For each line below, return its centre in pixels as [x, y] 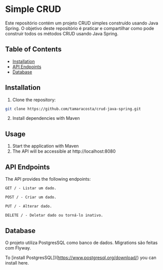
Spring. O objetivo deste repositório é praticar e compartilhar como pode [80, 28]
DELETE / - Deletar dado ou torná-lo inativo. [54, 215]
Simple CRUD [33, 9]
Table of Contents [34, 49]
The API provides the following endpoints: [48, 179]
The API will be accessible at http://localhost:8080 [64, 151]
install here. [17, 263]
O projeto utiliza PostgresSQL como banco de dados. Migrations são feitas [81, 243]
